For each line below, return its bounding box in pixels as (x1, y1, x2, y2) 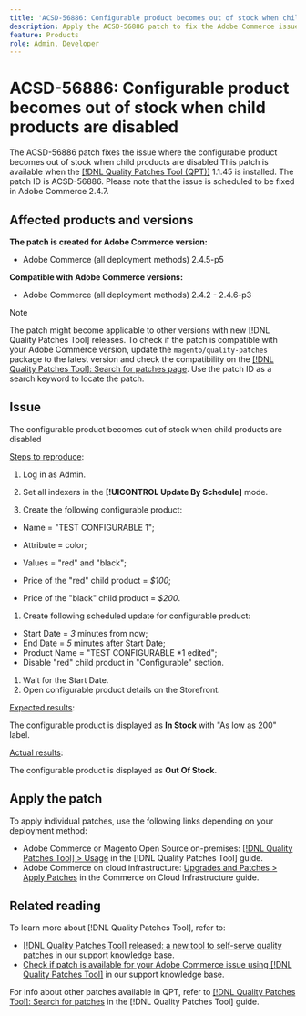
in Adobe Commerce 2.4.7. (9, 186, 109, 197)
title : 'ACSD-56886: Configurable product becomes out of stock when (9, 13, 280, 23)
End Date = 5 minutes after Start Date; (22, 638, 166, 648)
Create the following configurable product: (22, 503, 183, 515)
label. (9, 729, 30, 740)
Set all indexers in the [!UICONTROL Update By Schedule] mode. (22, 486, 269, 497)
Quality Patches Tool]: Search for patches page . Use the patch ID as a (9, 364, 272, 374)
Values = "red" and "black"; (22, 557, 127, 568)
